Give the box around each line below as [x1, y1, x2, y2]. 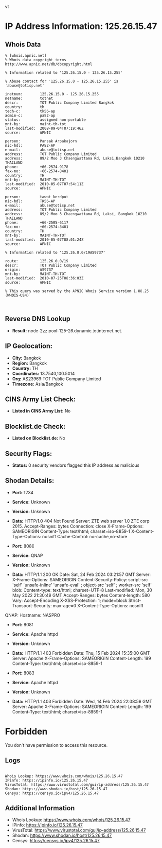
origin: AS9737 [5, 267, 54, 272]
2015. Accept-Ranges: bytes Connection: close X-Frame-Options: [12, 523, 144, 529]
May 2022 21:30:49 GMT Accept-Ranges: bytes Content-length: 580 [12, 592, 150, 598]
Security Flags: [5, 449, 53, 458]
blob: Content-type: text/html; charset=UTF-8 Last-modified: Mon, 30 [12, 587, 152, 593]
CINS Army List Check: [5, 395, 76, 404]
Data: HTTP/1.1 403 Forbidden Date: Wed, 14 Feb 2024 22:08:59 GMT [12, 698, 152, 704]
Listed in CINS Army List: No [12, 408, 71, 414]
